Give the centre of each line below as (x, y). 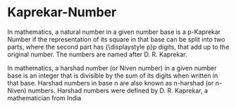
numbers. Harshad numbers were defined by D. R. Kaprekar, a (118, 90)
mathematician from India (44, 98)
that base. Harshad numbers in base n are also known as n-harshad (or (111, 83)
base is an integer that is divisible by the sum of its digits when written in (113, 76)
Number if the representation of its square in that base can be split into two (116, 39)
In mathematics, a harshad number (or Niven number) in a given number (112, 68)
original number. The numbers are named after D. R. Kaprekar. (98, 54)
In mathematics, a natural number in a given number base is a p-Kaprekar (114, 32)
